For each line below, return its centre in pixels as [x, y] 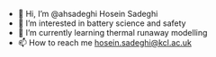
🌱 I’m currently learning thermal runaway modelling [112, 33]
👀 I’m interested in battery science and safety [102, 23]
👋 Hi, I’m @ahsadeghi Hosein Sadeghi [88, 14]
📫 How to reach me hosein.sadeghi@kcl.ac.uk [104, 43]
